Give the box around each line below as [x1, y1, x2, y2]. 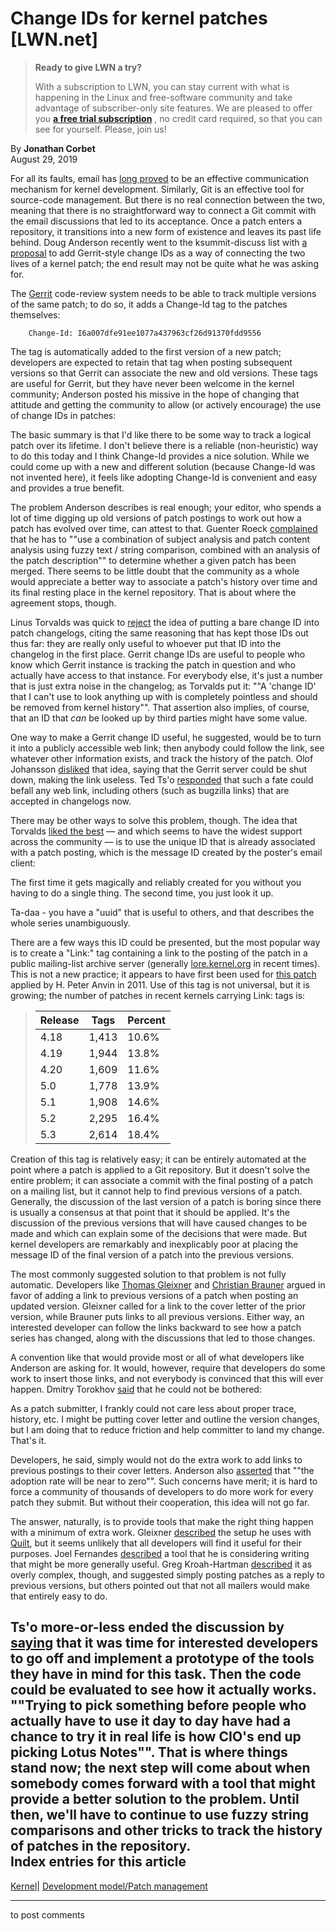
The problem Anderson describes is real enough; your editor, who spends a [10, 501, 322, 513]
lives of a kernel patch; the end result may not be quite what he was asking [10, 257, 319, 269]
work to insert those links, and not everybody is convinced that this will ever [10, 1372, 324, 1384]
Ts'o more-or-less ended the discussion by [10, 1619, 285, 1636]
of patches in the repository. [10, 1838, 192, 1855]
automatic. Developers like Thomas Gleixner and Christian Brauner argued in [10, 1278, 326, 1291]
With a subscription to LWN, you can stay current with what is [34, 80, 290, 92]
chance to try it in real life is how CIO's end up [10, 1728, 302, 1746]
